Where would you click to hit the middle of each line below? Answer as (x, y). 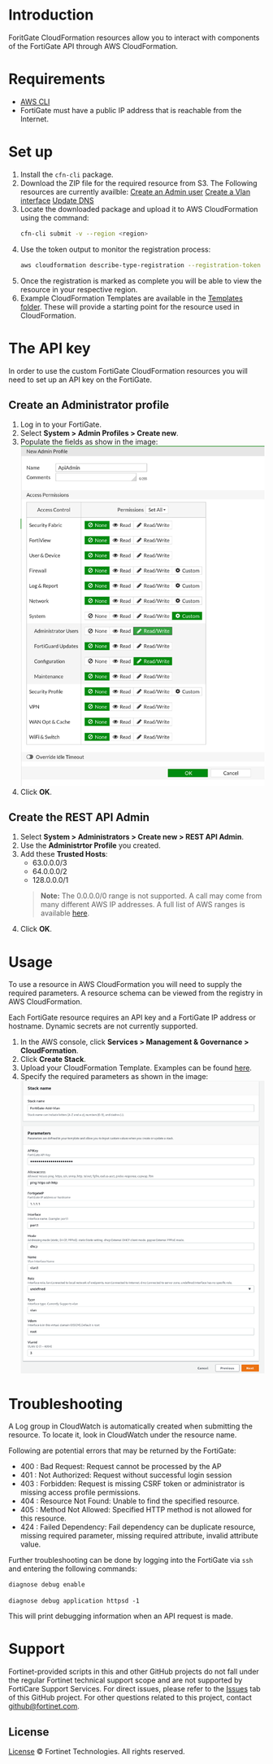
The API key (50, 348)
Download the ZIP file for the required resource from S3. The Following (139, 183)
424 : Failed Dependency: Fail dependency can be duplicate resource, (138, 1527)
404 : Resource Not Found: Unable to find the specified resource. (130, 1501)
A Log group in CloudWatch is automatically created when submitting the (131, 1426)
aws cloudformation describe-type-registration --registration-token (141, 265)
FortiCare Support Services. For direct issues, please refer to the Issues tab (135, 1689)
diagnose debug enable (47, 1585)
